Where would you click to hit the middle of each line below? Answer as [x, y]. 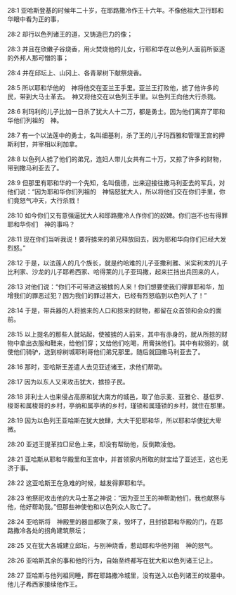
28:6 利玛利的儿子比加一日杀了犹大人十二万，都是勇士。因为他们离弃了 [110, 112]
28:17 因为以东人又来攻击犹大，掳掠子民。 [68, 382]
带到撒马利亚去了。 [35, 168]
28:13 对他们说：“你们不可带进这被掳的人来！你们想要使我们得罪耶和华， [113, 287]
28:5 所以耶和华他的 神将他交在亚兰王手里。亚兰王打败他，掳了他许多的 [113, 88]
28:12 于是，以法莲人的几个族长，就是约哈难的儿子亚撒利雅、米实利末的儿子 [118, 263]
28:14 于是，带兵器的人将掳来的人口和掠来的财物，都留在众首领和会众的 [111, 311]
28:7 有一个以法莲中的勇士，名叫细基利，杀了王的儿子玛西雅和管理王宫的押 [116, 135]
